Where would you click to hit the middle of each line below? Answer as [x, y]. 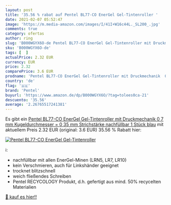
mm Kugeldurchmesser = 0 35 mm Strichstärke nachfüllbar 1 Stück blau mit [84, 125]
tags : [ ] [17, 52]
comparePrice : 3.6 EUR [29, 72]
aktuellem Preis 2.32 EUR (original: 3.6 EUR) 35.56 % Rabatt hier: [73, 130]
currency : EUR [20, 62]
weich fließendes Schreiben [42, 177]
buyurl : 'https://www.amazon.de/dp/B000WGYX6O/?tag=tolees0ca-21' [77, 95]
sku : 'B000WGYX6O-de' [28, 48]
